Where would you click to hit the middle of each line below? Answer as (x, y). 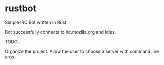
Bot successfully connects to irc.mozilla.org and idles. (61, 32)
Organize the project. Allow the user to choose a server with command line (82, 51)
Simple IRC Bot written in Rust (36, 22)
